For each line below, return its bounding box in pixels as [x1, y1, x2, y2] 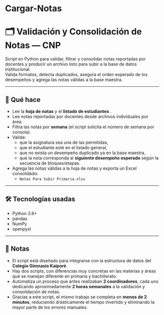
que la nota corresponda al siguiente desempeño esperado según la [19, 155, 159, 161]
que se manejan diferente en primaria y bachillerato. [12, 273, 117, 279]
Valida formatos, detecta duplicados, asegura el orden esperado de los [5, 72, 148, 78]
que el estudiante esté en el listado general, [19, 144, 107, 150]
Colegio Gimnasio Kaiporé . [12, 263, 68, 269]
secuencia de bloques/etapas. [19, 160, 81, 166]
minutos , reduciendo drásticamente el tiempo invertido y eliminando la [12, 299, 155, 305]
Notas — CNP [5, 40, 61, 51]
